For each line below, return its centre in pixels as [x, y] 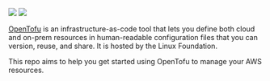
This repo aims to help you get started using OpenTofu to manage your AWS [135, 61]
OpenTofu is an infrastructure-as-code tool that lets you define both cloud [132, 29]
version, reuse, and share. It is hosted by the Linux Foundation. [113, 46]
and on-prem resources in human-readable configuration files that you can [133, 37]
